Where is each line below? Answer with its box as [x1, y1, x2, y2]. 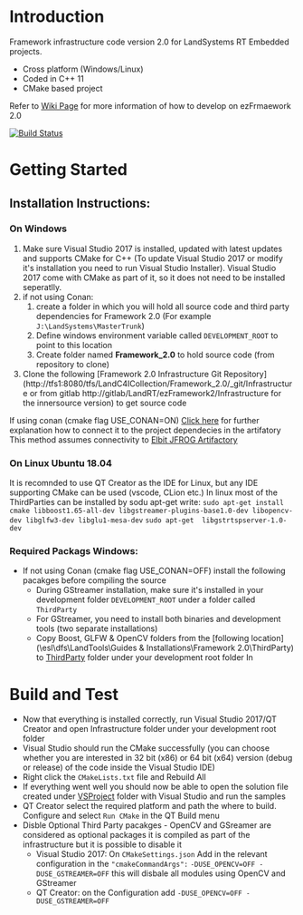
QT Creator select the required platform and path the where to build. [22, 801, 278, 812]
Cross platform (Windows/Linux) [22, 63, 144, 74]
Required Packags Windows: [9, 545, 138, 558]
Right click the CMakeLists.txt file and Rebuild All [22, 772, 206, 783]
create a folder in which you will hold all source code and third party [35, 301, 289, 312]
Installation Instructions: [9, 195, 151, 210]
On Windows [9, 222, 68, 235]
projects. [9, 45, 43, 56]
